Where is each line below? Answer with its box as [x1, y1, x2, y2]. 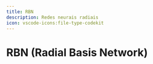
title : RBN [6, 8, 34, 15]
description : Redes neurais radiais [6, 14, 99, 20]
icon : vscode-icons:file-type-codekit [6, 20, 104, 26]
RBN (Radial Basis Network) [6, 45, 148, 59]
